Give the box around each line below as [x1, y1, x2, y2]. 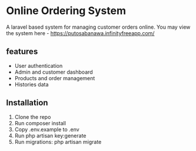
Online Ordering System [6, 4, 127, 18]
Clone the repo [14, 113, 51, 121]
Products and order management [14, 74, 95, 81]
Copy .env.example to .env [14, 126, 79, 133]
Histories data [14, 81, 49, 88]
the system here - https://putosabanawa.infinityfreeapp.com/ [6, 29, 155, 36]
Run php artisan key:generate [14, 132, 87, 139]
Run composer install [14, 119, 67, 126]
